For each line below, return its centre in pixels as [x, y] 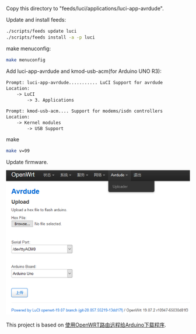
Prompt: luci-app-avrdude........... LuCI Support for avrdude [85, 82]
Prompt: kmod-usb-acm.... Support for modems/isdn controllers [85, 111]
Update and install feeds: [36, 20]
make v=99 [18, 151]
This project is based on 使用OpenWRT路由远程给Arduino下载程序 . [86, 325]
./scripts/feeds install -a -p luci [50, 37]
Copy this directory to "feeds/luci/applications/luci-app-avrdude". [85, 8]
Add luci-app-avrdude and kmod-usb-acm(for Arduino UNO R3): [84, 71]
